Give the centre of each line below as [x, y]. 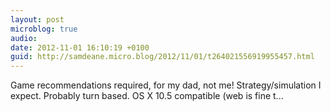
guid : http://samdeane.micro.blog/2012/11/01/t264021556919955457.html [162, 57]
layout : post [37, 19]
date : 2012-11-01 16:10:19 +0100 [80, 47]
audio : [24, 38]
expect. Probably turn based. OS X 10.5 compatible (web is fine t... [147, 96]
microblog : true [44, 29]
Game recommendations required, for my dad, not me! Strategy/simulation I [166, 85]
